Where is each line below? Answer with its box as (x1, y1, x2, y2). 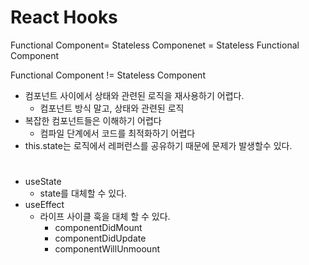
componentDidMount (54, 222, 143, 234)
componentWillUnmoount (54, 243, 161, 255)
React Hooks (10, 6, 118, 29)
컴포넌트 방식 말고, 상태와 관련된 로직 (39, 102, 185, 114)
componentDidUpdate (54, 232, 147, 245)
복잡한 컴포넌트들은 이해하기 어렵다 (24, 114, 162, 126)
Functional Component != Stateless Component (10, 69, 206, 81)
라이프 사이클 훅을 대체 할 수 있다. (39, 211, 171, 223)
